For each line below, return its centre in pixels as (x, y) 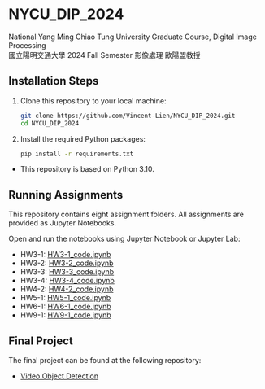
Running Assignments (66, 195)
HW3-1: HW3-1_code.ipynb (65, 255)
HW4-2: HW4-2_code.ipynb (67, 289)
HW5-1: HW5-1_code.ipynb (65, 298)
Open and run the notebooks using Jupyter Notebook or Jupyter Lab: (124, 239)
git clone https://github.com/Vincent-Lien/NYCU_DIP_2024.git (128, 116)
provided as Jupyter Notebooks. (62, 223)
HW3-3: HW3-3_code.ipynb (67, 272)
